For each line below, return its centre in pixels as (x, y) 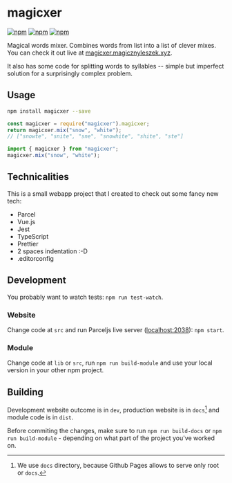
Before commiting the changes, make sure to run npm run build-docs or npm (115, 430)
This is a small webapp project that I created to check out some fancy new (113, 193)
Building (25, 392)
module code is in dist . (40, 417)
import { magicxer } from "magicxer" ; (63, 149)
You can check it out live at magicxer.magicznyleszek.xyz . (90, 53)
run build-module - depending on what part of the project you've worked (111, 438)
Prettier (28, 244)
